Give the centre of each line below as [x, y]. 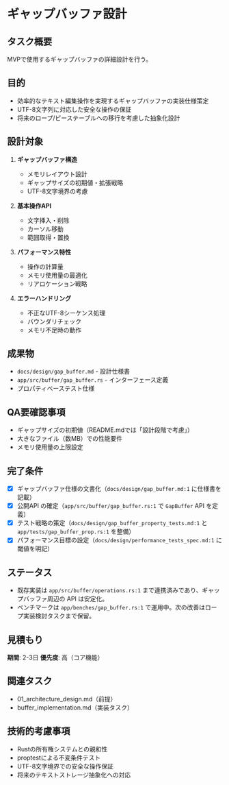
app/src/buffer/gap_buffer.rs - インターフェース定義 [93, 380]
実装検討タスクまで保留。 [59, 616]
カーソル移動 [45, 229]
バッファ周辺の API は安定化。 [66, 599]
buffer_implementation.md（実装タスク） [75, 708]
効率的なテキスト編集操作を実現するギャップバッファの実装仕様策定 [113, 101]
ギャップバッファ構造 [47, 159]
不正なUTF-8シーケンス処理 [66, 313]
